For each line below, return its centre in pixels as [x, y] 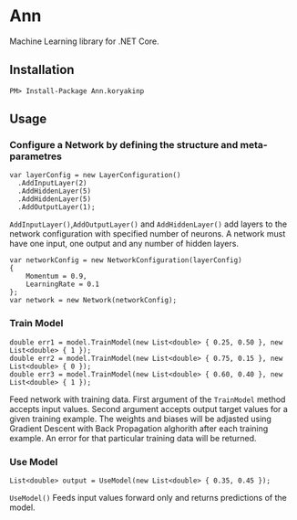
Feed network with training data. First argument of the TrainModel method [148, 399]
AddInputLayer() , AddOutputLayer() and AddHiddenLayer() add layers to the [148, 224]
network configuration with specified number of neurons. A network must [148, 234]
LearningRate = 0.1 [63, 284]
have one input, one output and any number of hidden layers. [124, 244]
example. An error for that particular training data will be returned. [133, 438]
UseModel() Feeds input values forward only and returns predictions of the [148, 498]
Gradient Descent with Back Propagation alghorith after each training [139, 428]
